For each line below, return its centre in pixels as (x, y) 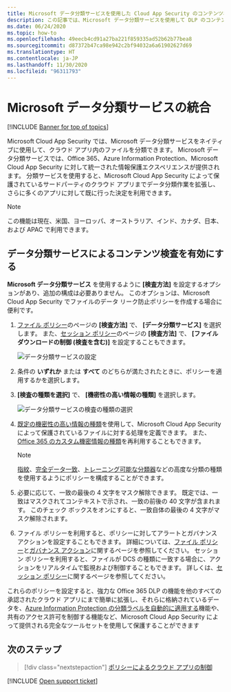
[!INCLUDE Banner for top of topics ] (58, 127)
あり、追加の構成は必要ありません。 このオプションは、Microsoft (118, 293)
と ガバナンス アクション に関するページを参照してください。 (108, 551)
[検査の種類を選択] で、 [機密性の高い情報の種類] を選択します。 (108, 395)
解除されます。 (50, 519)
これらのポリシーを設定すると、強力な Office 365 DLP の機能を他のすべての (114, 591)
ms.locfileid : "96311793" (44, 71)
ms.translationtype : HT (41, 52)
